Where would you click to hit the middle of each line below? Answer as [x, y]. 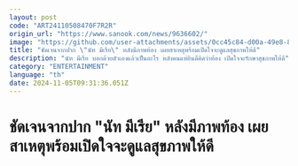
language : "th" [37, 75]
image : [21, 42]
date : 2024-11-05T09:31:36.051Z [69, 83]
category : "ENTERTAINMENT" [59, 67]
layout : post [33, 17]
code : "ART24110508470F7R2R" [63, 26]
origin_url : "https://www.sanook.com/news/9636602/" [109, 34]
